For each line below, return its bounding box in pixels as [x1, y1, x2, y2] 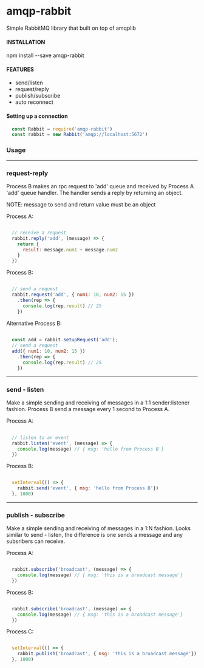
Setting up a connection [6, 112, 68, 120]
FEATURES [6, 66, 35, 73]
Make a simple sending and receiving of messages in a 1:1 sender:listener [6, 399, 190, 406]
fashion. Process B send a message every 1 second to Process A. [6, 405, 170, 412]
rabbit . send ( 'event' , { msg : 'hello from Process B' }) [17, 485, 159, 491]
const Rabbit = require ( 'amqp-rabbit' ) [12, 126, 113, 132]
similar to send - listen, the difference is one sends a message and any [6, 531, 183, 539]
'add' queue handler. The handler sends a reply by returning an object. [6, 189, 183, 196]
